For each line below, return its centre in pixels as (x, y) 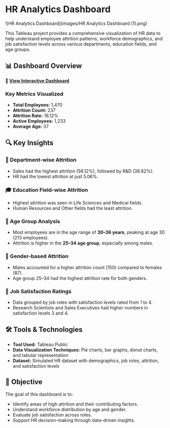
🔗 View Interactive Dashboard (37, 81)
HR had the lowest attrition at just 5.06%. (55, 176)
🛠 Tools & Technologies (44, 330)
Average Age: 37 (31, 127)
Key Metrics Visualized (34, 94)
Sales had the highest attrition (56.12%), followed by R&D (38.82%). (83, 171)
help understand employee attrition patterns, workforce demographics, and (84, 39)
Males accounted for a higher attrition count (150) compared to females (87, 267)
